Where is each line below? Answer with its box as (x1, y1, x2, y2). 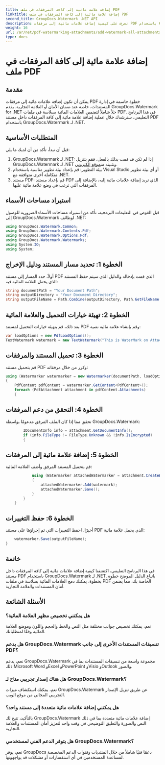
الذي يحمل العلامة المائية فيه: (5, 278, 58, 284)
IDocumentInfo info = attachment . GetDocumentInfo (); (23, 428, 133, 433)
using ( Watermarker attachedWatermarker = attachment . (31, 473, 146, 478)
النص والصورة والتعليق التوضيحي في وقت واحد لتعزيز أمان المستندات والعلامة (5, 720, 146, 726)
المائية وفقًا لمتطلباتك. (5, 628, 46, 635)
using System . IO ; (5, 242, 41, 247)
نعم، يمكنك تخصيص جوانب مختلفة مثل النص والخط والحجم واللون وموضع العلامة (5, 623, 151, 629)
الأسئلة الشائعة (5, 597, 46, 606)
